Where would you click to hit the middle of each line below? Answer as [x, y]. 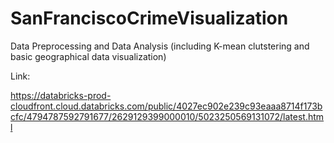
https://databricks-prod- [61, 95]
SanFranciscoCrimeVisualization [149, 18]
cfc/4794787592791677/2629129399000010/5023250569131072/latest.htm [167, 116]
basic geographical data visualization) [88, 56]
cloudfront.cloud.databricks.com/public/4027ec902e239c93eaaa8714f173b [166, 106]
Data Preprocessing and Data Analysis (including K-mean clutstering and [160, 46]
